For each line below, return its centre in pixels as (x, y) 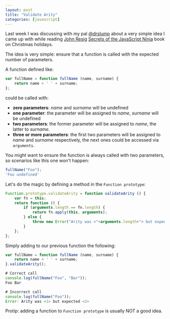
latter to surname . (31, 129)
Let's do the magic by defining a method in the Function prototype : (75, 184)
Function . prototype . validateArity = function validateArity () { (75, 193)
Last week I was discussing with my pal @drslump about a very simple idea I (85, 34)
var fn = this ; (30, 198)
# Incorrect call (24, 292)
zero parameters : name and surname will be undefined (71, 108)
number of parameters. (29, 60)
